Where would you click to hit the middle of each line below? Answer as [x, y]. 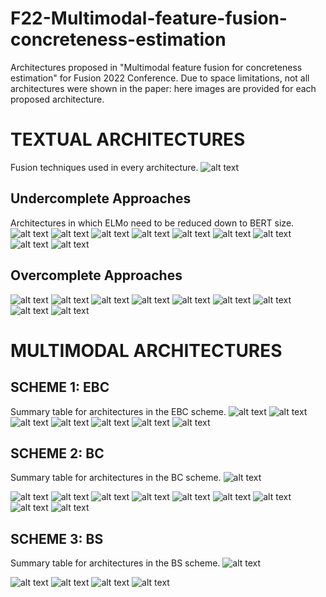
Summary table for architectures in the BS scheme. [115, 563]
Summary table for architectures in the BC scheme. [116, 478]
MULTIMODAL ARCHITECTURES [146, 350]
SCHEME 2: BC [57, 453]
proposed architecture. [57, 99]
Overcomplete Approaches [96, 275]
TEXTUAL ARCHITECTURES [128, 139]
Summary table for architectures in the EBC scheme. [118, 411]
